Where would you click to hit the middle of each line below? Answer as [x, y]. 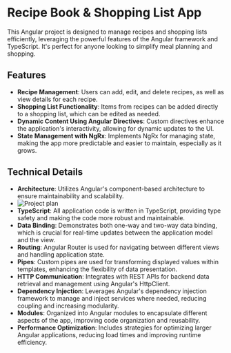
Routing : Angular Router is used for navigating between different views [118, 247]
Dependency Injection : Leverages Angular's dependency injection [112, 291]
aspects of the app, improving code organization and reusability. [109, 320]
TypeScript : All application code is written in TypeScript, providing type [119, 211]
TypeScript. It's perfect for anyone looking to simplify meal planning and [110, 46]
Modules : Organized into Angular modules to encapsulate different [112, 313]
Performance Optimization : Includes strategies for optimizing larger [114, 328]
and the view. [36, 239]
